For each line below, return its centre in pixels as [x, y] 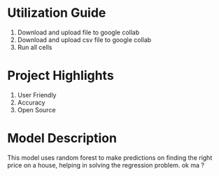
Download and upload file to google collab [78, 32]
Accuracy [31, 102]
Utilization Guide [57, 13]
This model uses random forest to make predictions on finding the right [110, 157]
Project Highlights [61, 76]
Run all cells [35, 47]
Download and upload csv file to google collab [84, 39]
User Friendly [37, 95]
